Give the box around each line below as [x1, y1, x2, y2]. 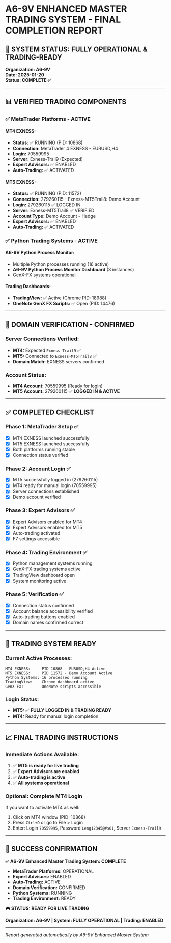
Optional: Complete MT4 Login [5, 792, 83, 799]
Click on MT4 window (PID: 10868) [12, 814, 85, 820]
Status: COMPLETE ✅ [5, 77, 52, 83]
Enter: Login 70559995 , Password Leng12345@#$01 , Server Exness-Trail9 [12, 825, 161, 831]
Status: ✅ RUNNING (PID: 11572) [12, 190, 81, 196]
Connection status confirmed [12, 602, 74, 608]
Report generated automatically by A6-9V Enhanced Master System [5, 932, 149, 938]
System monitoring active [12, 578, 67, 584]
